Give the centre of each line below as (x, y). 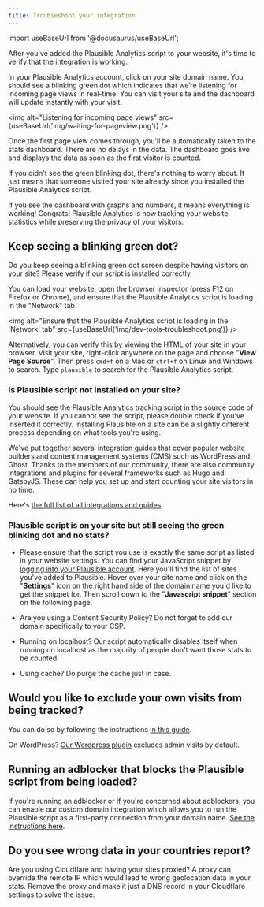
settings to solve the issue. (52, 894)
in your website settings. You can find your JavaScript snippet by (125, 561)
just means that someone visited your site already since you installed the (126, 181)
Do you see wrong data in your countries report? (129, 851)
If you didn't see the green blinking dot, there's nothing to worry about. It (126, 173)
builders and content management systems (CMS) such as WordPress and (129, 456)
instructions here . (37, 826)
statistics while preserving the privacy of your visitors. (96, 221)
